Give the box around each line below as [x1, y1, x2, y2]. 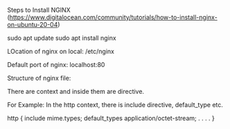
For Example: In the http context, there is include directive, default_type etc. [7, 101, 224, 109]
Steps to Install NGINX [7, 6, 71, 14]
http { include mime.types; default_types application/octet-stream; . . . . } [7, 114, 215, 122]
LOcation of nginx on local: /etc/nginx [7, 48, 115, 55]
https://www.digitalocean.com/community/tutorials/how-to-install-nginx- [9, 13, 218, 21]
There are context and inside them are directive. [7, 88, 144, 95]
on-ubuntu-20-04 [7, 21, 58, 28]
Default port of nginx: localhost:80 [7, 61, 105, 68]
